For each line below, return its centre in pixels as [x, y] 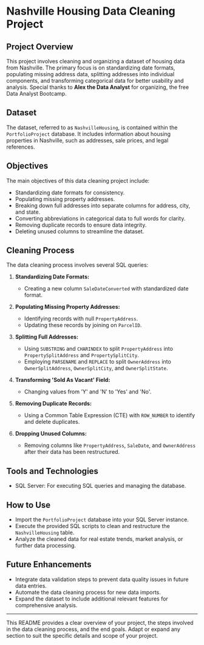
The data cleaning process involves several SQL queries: [77, 265]
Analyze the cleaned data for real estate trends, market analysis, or [99, 539]
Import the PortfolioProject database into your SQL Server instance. [102, 520]
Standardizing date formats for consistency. [70, 192]
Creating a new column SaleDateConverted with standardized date [106, 289]
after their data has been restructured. [72, 452]
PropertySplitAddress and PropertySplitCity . [82, 355]
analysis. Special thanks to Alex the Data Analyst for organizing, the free [98, 87]
